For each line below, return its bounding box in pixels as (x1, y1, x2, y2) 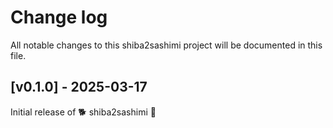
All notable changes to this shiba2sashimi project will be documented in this (10, 39, 323, 51)
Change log (10, 6, 108, 29)
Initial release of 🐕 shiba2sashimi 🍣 (10, 106, 157, 118)
